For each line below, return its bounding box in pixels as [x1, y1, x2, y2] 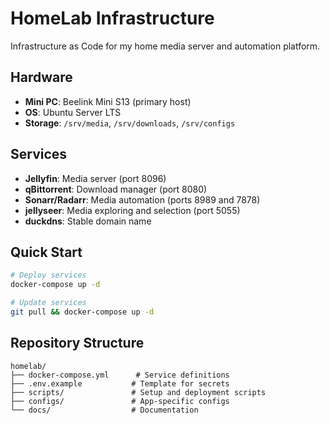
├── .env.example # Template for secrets [10, 378, 230, 389]
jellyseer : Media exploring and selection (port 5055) [24, 204, 241, 216]
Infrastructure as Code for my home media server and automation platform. [10, 40, 321, 52]
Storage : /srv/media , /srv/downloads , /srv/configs [24, 117, 236, 129]
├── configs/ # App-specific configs [10, 396, 230, 406]
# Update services [10, 298, 87, 308]
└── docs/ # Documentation [10, 405, 199, 415]
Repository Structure [10, 335, 145, 352]
